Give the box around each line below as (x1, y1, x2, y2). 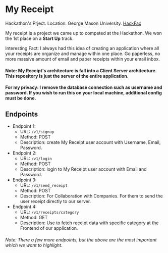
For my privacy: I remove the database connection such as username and (5, 84, 162, 90)
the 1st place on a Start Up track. (5, 35, 74, 41)
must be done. (5, 95, 36, 102)
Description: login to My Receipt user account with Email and (20, 166, 147, 172)
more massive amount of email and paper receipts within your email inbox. (5, 56, 160, 62)
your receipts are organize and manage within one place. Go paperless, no (5, 50, 160, 57)
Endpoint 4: (12, 204, 37, 210)
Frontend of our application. (20, 225, 78, 231)
